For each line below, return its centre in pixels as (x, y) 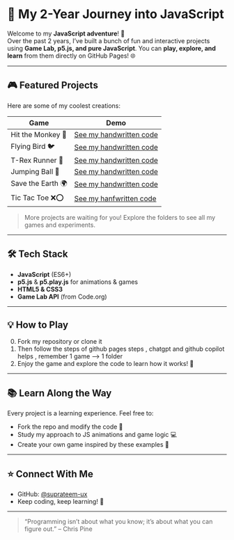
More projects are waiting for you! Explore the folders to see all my (120, 217)
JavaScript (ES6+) (44, 274)
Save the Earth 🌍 (39, 183)
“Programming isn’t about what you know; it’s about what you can (118, 522)
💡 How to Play (38, 325)
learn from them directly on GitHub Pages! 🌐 (71, 56)
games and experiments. (60, 225)
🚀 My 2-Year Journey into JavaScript (116, 14)
